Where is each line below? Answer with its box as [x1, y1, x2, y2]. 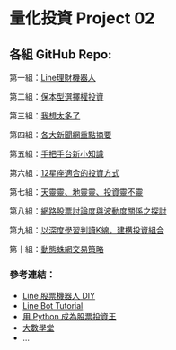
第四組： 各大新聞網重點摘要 [9, 129, 112, 140]
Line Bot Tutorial [22, 301, 84, 311]
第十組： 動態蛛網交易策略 [9, 244, 104, 254]
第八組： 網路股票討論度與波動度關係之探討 [9, 206, 167, 216]
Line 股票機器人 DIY [22, 291, 96, 302]
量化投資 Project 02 [9, 8, 155, 29]
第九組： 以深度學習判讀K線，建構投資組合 [9, 225, 164, 235]
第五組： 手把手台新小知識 [9, 149, 104, 159]
